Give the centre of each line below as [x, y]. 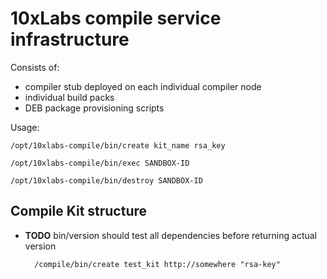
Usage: [25, 127]
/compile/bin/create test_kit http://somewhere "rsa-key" [157, 264]
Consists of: [35, 67]
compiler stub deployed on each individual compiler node [143, 86]
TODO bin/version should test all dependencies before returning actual [170, 235]
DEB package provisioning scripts [94, 108]
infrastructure [70, 39]
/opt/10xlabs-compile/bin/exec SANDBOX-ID [100, 163]
